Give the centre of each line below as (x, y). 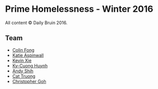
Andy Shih (23, 71)
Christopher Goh (29, 81)
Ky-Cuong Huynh (30, 65)
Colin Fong (23, 50)
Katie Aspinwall (28, 55)
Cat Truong (24, 76)
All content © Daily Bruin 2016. (36, 23)
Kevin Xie (22, 60)
